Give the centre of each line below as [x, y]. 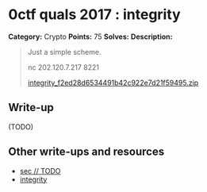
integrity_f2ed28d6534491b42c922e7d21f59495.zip [113, 83]
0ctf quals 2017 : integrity [94, 15]
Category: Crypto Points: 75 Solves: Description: [90, 36]
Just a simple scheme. [64, 52]
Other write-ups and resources [86, 152]
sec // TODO [40, 171]
